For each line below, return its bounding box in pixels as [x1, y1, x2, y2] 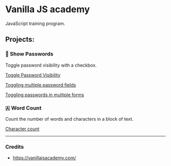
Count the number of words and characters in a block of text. [5, 116, 134, 122]
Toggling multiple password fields [5, 81, 76, 88]
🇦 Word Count [5, 104, 42, 112]
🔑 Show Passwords [5, 50, 53, 58]
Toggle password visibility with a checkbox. [5, 62, 97, 68]
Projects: [5, 35, 35, 44]
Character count [5, 126, 40, 132]
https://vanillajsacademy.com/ [12, 155, 76, 161]
